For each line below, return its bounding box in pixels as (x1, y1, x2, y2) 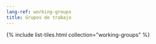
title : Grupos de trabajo (6, 14, 71, 20)
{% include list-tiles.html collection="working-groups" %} (6, 31, 150, 38)
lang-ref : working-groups (6, 8, 71, 15)
